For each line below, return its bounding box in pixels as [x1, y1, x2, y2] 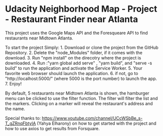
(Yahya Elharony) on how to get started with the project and [36, 120, 157, 126]
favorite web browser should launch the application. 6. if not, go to [5, 70, 139, 76]
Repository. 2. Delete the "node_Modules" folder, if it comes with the [5, 50, 143, 56]
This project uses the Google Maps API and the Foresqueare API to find [5, 30, 148, 36]
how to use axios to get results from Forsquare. [5, 125, 100, 131]
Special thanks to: [5, 115, 41, 121]
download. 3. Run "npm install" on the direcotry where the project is [5, 55, 141, 60]
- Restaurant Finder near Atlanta [5, 14, 138, 25]
